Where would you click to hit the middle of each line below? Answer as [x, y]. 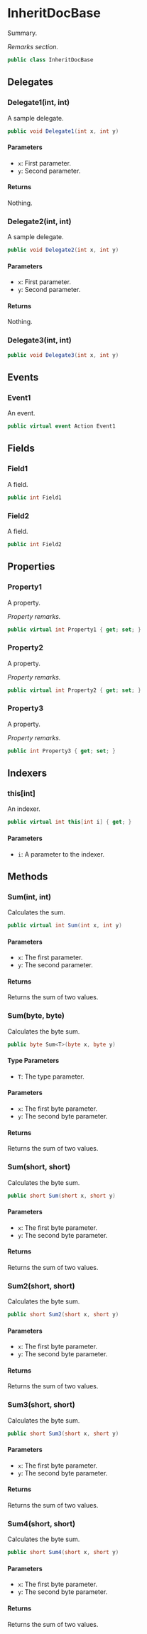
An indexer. [24, 809]
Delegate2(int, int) [39, 221]
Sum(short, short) [39, 1167]
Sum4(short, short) [42, 1523]
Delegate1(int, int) [39, 103]
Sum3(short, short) [42, 1405]
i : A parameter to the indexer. [61, 854]
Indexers [27, 773]
